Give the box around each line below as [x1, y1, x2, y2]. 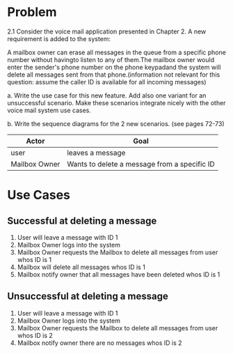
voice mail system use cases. [7, 106, 92, 114]
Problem [7, 4, 57, 20]
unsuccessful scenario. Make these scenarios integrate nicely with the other [7, 98, 226, 107]
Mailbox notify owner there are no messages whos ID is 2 [17, 339, 182, 347]
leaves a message [67, 148, 126, 157]
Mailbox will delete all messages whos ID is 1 [17, 263, 146, 271]
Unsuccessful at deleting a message [7, 291, 168, 302]
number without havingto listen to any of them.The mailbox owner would [7, 55, 214, 63]
